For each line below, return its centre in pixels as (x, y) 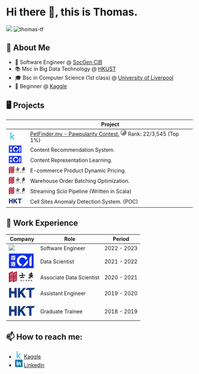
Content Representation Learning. (71, 160)
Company (22, 239)
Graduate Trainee (62, 311)
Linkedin (34, 365)
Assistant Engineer (63, 294)
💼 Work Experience (42, 223)
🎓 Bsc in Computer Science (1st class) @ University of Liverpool (94, 78)
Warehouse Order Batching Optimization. (80, 181)
